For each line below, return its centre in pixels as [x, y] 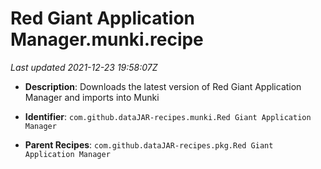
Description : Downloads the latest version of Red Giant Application [163, 86]
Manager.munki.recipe [107, 39]
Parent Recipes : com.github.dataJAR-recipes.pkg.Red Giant [149, 144]
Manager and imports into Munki [92, 97]
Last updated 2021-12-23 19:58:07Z [84, 67]
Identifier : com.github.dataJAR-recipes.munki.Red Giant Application [168, 116]
